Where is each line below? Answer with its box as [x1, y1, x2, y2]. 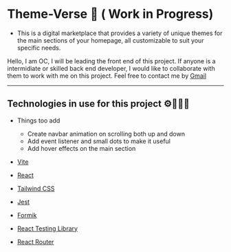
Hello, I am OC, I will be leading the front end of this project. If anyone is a [7, 56, 216, 65]
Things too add [16, 116, 60, 125]
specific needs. [16, 43, 61, 52]
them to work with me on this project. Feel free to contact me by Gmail [7, 72, 207, 80]
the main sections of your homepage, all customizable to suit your [16, 36, 204, 44]
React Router [16, 238, 54, 246]
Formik [16, 211, 37, 219]
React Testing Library [16, 224, 78, 233]
